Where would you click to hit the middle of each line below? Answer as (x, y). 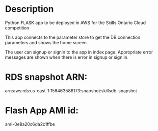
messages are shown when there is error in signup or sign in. (67, 57)
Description (29, 9)
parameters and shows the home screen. (47, 42)
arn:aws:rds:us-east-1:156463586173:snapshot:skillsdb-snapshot (71, 91)
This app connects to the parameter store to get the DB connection (73, 37)
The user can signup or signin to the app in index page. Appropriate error (79, 52)
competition (17, 27)
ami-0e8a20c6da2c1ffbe (30, 124)
